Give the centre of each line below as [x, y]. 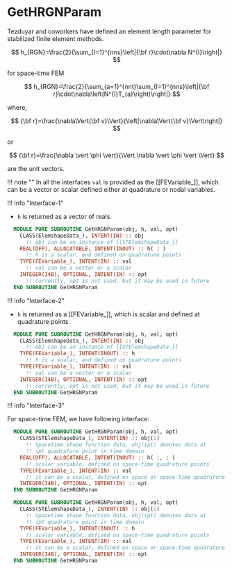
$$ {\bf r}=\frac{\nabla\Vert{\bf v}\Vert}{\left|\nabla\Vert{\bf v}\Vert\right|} [117, 121]
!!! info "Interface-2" [36, 300]
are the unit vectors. [36, 168]
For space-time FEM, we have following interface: [78, 419]
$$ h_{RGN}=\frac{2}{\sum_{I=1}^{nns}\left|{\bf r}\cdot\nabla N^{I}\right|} [117, 52]
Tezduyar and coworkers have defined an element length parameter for [109, 31]
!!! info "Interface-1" [35, 203]
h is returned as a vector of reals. [65, 216]
